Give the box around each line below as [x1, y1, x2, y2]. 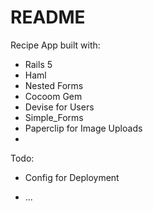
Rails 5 [24, 58, 53, 70]
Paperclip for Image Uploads [24, 122, 143, 134]
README [10, 6, 86, 29]
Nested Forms [24, 79, 84, 91]
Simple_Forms [24, 111, 84, 123]
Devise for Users [24, 101, 95, 113]
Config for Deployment [24, 171, 120, 183]
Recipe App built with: [10, 39, 101, 51]
